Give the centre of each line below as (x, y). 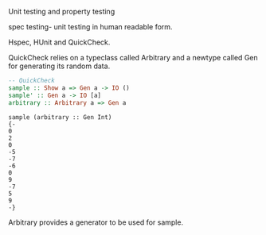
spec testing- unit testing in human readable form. (90, 27)
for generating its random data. (59, 66)
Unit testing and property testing (62, 12)
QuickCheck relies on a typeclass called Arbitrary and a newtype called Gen (133, 58)
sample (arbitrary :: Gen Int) (60, 117)
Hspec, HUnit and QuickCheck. (59, 42)
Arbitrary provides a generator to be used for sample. (96, 222)
